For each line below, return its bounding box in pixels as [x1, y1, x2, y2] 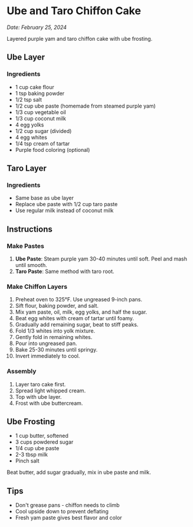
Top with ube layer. [15, 393, 62, 400]
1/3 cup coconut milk [15, 115, 67, 122]
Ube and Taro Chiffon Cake [6, 4, 141, 18]
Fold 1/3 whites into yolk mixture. [15, 327, 96, 334]
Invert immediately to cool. [15, 353, 80, 360]
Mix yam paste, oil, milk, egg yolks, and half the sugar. [15, 308, 148, 315]
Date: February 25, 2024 [6, 24, 67, 31]
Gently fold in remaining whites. [15, 334, 93, 341]
